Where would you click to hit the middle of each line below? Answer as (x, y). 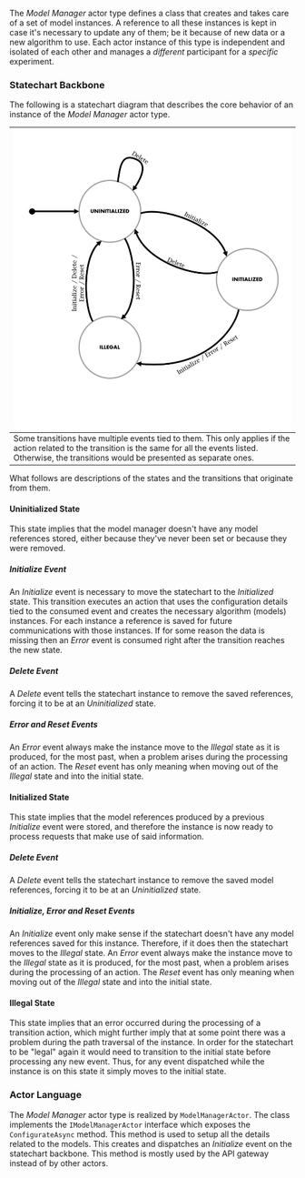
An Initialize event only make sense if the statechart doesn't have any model (152, 934)
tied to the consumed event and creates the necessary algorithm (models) (148, 611)
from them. (30, 488)
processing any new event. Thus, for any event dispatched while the (137, 1062)
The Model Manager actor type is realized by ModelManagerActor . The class (150, 1114)
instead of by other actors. (59, 1163)
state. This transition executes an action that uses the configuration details (149, 602)
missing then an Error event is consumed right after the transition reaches (147, 640)
